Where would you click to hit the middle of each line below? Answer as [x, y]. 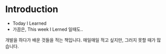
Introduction [32, 9]
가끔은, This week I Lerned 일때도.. [48, 29]
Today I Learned [30, 23]
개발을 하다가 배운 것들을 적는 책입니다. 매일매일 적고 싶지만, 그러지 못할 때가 [80, 40]
